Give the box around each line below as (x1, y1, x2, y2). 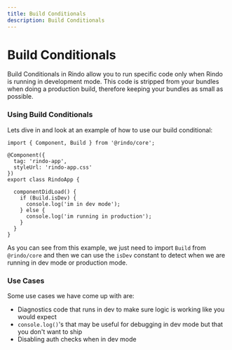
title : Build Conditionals (7, 10, 86, 17)
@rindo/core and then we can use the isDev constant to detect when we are (7, 251, 226, 259)
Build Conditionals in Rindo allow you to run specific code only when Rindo (7, 70, 223, 78)
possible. (7, 92, 34, 101)
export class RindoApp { (7, 176, 80, 183)
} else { (20, 206, 46, 213)
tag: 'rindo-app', (13, 157, 68, 164)
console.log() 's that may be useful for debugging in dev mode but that (17, 320, 223, 329)
